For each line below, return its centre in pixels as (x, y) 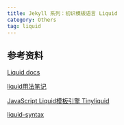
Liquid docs (24, 72)
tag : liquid (24, 26)
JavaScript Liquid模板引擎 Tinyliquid (58, 101)
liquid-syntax (26, 115)
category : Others (32, 20)
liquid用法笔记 (27, 87)
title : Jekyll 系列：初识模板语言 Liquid (62, 13)
